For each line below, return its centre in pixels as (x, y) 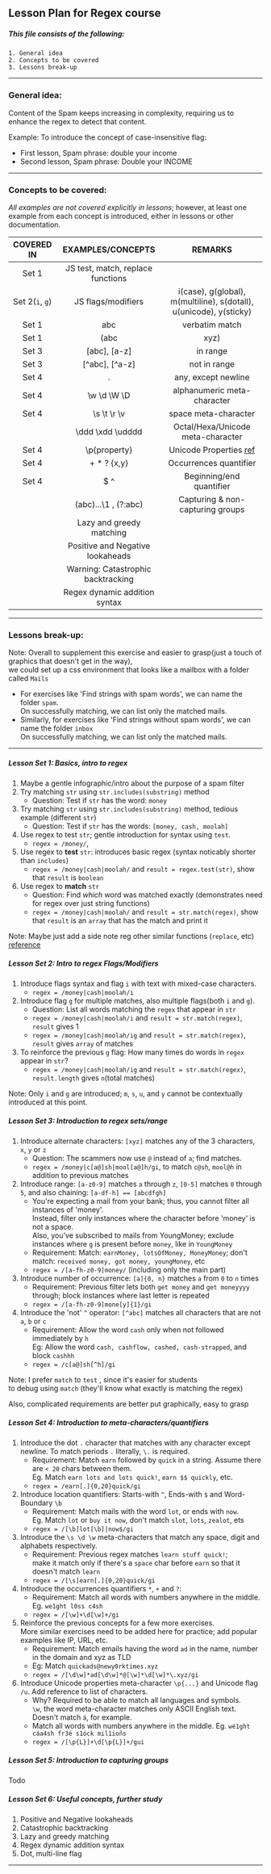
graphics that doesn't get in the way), (71, 661)
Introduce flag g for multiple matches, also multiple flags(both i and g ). (138, 1001)
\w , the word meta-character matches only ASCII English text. (134, 1709)
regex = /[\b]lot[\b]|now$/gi (83, 1529)
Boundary (36, 1503)
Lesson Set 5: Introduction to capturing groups (89, 1760)
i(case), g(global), (212, 291)
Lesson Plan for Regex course (85, 13)
